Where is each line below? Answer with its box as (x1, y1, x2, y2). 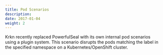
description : (5, 12, 32, 17)
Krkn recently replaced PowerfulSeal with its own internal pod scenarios (5, 34, 151, 40)
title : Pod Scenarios (5, 7, 49, 12)
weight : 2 (5, 20, 25, 26)
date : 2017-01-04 (5, 16, 41, 21)
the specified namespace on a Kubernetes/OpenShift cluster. (5, 44, 128, 50)
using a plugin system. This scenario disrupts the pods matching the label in (5, 39, 159, 45)
